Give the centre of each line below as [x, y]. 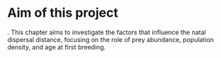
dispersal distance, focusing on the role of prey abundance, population [111, 39]
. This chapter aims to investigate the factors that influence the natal [107, 32]
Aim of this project [63, 13]
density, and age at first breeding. [57, 47]
